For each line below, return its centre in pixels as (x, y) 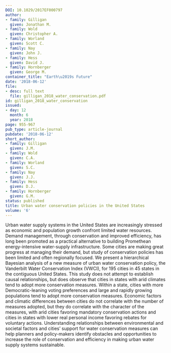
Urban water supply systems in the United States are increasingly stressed (84, 225)
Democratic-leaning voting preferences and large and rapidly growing (79, 290)
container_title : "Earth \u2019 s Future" (49, 77)
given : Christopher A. (34, 34)
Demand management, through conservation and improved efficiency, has (83, 236)
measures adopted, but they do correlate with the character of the (75, 307)
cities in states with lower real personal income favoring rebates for (76, 318)
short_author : (20, 139)
